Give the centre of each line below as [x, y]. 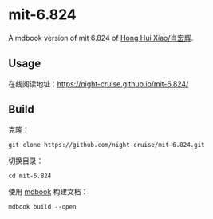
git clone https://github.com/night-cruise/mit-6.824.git [106, 145]
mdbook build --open [43, 207]
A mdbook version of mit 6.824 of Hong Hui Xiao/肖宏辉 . [101, 38]
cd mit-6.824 [30, 176]
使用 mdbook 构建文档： [48, 191]
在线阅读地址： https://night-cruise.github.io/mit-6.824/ [99, 84]
